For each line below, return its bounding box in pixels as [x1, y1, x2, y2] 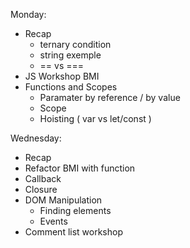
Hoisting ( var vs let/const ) [39, 113, 152, 124]
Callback [24, 173, 62, 184]
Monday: [10, 9, 47, 20]
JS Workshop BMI [24, 70, 100, 82]
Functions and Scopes [24, 81, 118, 93]
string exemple [39, 49, 102, 61]
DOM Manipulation [24, 194, 103, 206]
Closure [24, 184, 58, 195]
